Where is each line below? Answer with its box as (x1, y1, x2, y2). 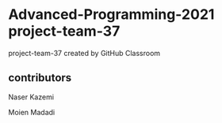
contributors (8, 71, 72, 84)
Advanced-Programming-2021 (8, 6, 215, 24)
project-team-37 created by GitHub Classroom (8, 48, 161, 58)
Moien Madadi (8, 107, 55, 117)
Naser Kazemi (8, 92, 54, 102)
